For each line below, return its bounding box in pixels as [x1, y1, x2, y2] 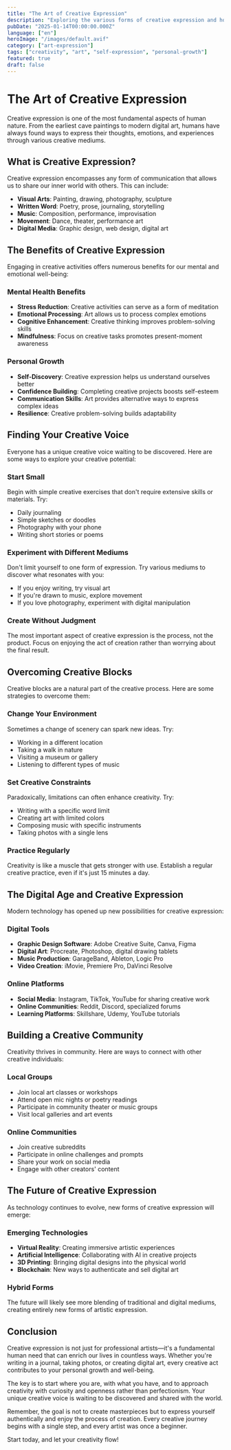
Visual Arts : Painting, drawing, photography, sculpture [16, 195, 173, 204]
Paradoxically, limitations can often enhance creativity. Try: [7, 793, 174, 801]
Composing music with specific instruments [16, 821, 142, 829]
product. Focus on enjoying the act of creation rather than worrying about [7, 639, 216, 647]
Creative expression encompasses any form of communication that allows [7, 174, 217, 183]
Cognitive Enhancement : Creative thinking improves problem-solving [16, 317, 215, 326]
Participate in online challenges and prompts [16, 1150, 144, 1158]
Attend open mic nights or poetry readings [16, 1095, 137, 1104]
